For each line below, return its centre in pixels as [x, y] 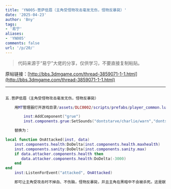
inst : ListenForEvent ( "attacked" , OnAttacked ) [64, 173]
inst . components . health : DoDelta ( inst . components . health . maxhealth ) [87, 144]
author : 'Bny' [20, 19]
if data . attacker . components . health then [59, 154]
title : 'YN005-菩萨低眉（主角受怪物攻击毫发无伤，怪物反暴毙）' [66, 10]
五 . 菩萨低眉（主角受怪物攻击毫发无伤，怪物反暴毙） [52, 98]
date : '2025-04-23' [26, 15]
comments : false [22, 43]
